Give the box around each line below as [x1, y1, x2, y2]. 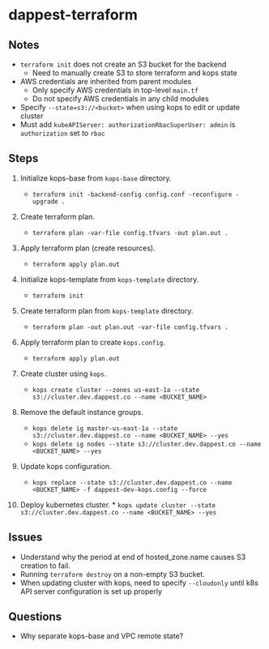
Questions [8, 610, 62, 624]
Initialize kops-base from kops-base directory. [19, 173, 172, 183]
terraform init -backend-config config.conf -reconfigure [32, 190, 233, 199]
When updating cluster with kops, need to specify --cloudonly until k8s [19, 578, 259, 587]
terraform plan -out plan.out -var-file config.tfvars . [32, 322, 229, 331]
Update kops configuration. [19, 461, 112, 471]
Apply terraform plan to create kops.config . [19, 337, 166, 347]
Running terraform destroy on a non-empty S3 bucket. [19, 569, 205, 579]
